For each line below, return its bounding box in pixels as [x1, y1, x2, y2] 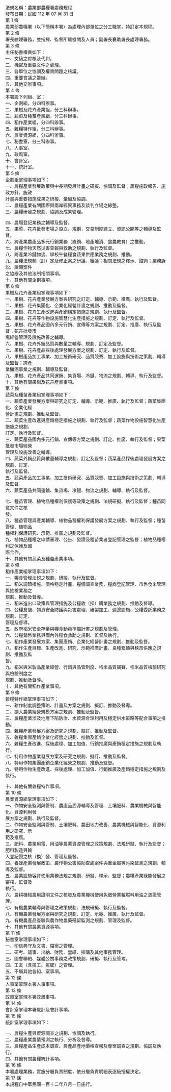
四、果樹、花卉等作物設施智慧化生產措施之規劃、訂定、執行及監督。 [5, 315, 148, 321]
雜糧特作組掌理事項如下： [5, 696, 59, 702]
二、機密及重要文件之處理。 [5, 62, 64, 68]
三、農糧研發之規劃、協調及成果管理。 [5, 209, 85, 214]
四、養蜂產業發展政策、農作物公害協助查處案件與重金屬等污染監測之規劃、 [5, 860, 161, 866]
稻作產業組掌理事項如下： [5, 568, 59, 574]
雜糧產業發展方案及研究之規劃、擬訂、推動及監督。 [14, 728, 121, 734]
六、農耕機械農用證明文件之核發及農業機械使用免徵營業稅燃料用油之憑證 [5, 892, 157, 898]
